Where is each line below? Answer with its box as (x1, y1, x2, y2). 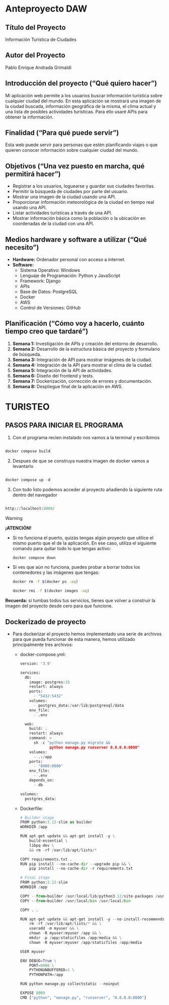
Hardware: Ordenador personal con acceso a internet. (12, 257, 126, 263)
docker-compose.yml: (20, 651, 66, 657)
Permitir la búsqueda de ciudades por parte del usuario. (12, 189, 128, 195)
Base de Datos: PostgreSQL (20, 288, 78, 295)
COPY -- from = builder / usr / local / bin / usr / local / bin (20, 898, 131, 903)
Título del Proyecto (5, 23, 66, 32)
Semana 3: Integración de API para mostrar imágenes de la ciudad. (12, 357, 152, 363)
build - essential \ (29, 838, 68, 844)
